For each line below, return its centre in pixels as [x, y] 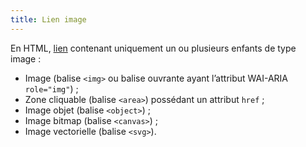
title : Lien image [48, 19]
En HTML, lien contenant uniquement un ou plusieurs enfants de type [153, 48]
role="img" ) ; [51, 88]
